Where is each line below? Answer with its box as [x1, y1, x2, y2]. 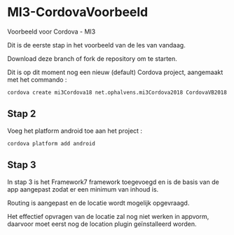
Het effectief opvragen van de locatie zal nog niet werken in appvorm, [7, 212, 209, 220]
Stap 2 [7, 108, 36, 120]
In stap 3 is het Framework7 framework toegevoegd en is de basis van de [7, 178, 219, 186]
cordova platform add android [7, 140, 96, 147]
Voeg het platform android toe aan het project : [7, 127, 142, 135]
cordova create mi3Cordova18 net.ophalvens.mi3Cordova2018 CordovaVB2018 [7, 89, 228, 96]
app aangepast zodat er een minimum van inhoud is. [7, 185, 159, 193]
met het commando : [7, 75, 67, 84]
